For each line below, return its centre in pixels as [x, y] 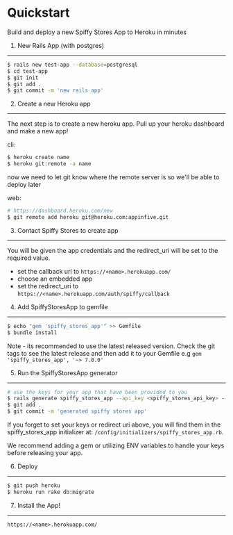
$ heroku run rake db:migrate [51, 492]
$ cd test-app [28, 71]
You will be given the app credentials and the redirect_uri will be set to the [113, 250]
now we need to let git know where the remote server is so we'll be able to [113, 177]
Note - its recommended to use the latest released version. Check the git [111, 346]
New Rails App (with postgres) [61, 45]
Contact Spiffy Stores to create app [68, 230]
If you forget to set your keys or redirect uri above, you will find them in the [114, 425]
